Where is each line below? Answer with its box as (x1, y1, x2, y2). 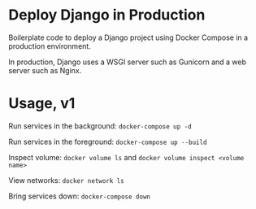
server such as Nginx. (8, 65, 82, 75)
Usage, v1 (8, 94, 76, 113)
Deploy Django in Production (8, 6, 206, 24)
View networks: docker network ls (8, 175, 124, 185)
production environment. (8, 41, 91, 50)
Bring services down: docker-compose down (8, 191, 150, 201)
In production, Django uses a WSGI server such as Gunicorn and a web (8, 57, 246, 67)
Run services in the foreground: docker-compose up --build (8, 137, 207, 146)
